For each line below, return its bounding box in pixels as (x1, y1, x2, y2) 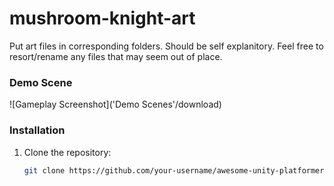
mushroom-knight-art (9, 7, 196, 30)
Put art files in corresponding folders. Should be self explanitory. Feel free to (9, 40, 324, 52)
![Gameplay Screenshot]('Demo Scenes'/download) (9, 98, 222, 111)
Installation (9, 123, 66, 137)
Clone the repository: (23, 146, 112, 158)
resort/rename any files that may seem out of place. (9, 50, 223, 62)
